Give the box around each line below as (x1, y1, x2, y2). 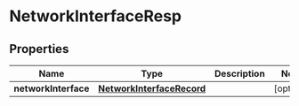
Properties (9, 42, 69, 57)
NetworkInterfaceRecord (97, 82, 206, 95)
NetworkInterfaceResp (9, 6, 182, 26)
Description (214, 68, 265, 79)
